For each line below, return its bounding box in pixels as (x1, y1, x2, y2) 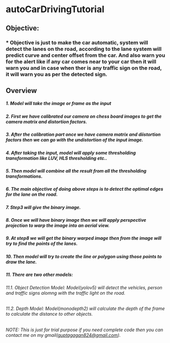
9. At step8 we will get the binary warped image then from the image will (6, 235, 161, 242)
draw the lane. (6, 259, 37, 265)
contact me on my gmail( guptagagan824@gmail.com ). (6, 332, 121, 338)
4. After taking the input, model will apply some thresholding (6, 150, 136, 156)
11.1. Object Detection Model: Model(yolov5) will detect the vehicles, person (6, 284, 162, 290)
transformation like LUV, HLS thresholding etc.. (6, 155, 108, 161)
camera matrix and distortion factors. (6, 118, 88, 125)
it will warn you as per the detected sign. (6, 71, 108, 78)
